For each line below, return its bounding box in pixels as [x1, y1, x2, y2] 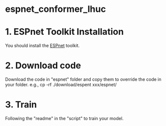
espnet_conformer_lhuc [5, 3, 106, 15]
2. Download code [5, 60, 81, 71]
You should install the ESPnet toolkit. [5, 43, 80, 49]
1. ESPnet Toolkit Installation [5, 26, 124, 38]
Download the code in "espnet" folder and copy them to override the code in [5, 76, 162, 82]
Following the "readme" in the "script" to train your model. [5, 116, 124, 121]
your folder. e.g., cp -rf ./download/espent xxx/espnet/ [5, 82, 117, 88]
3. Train [5, 99, 37, 110]
